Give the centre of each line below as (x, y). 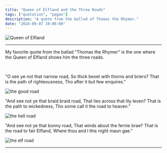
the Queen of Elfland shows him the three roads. (55, 57)
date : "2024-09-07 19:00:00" (35, 24)
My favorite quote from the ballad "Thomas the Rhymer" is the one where (80, 52)
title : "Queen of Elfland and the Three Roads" (55, 10)
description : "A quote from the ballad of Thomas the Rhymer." (72, 19)
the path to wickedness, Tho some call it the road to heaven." (68, 106)
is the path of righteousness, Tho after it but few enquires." (66, 82)
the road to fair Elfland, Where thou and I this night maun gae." (69, 131)
